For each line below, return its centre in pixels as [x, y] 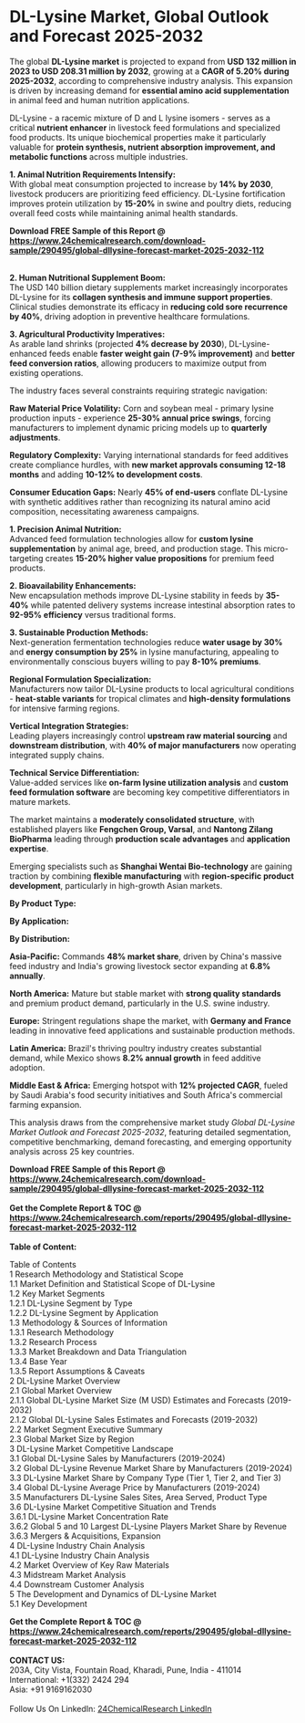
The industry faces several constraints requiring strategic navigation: [139, 391]
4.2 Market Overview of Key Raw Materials [90, 1565]
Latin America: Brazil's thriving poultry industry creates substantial [136, 1048]
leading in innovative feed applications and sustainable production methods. [152, 1030]
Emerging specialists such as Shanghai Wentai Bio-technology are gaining [151, 866]
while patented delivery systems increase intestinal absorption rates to [163, 605]
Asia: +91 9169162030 [51, 1689]
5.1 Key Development [49, 1603]
